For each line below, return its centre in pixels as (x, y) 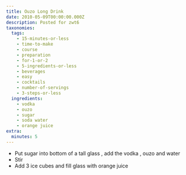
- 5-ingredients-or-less (47, 66)
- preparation (34, 55)
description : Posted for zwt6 (43, 22)
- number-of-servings (43, 88)
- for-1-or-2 (32, 60)
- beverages (31, 71)
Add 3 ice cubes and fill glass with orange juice (71, 166)
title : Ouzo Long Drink (35, 11)
